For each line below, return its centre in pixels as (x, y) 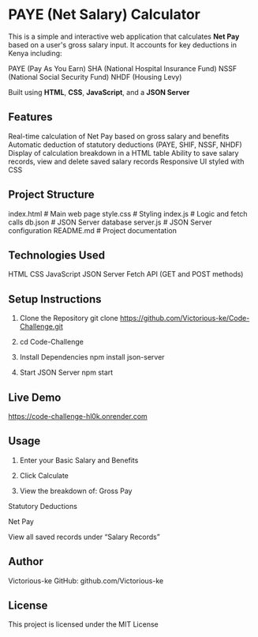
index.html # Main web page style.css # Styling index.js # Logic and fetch (128, 213)
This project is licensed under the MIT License (84, 624)
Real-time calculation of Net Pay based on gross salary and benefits (119, 136)
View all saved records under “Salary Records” (84, 537)
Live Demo (35, 397)
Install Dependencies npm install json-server (92, 357)
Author (26, 562)
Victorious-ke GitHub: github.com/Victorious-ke (86, 580)
